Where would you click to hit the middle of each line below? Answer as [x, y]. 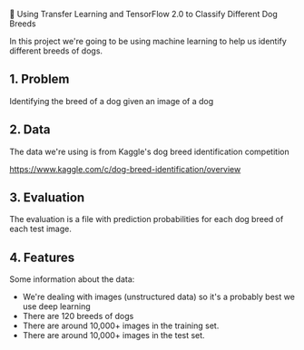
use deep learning [56, 306]
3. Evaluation [47, 198]
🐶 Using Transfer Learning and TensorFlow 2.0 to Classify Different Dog [144, 14]
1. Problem [39, 79]
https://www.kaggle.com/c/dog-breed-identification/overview [125, 169]
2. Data [30, 130]
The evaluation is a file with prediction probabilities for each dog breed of [147, 219]
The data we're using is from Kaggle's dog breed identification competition [149, 151]
